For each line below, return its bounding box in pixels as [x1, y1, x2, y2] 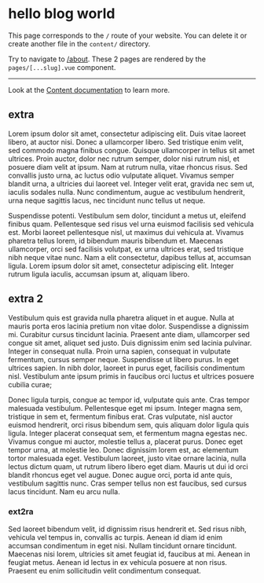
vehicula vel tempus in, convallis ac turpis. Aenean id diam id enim [8, 532, 223, 542]
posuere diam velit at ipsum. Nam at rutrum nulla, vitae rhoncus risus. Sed [8, 162, 247, 171]
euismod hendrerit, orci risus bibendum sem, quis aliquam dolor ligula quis [8, 420, 250, 429]
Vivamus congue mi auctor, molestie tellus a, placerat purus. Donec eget [8, 437, 244, 446]
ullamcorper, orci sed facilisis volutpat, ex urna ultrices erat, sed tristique [8, 244, 244, 254]
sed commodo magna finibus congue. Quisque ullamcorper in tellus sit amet [8, 145, 255, 155]
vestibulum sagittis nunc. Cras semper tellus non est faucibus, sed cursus [8, 478, 247, 488]
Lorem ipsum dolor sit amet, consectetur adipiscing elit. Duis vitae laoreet [8, 129, 246, 138]
